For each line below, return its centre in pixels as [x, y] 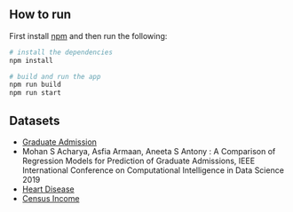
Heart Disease [48, 189]
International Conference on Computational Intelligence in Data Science [153, 170]
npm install [31, 60]
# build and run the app [55, 76]
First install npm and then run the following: [88, 35]
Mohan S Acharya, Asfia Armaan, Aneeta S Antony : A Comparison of [149, 151]
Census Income [51, 198]
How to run [40, 15]
